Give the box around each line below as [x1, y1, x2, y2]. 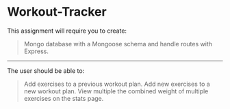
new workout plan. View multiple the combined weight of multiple [23, 87, 209, 95]
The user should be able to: [7, 66, 85, 75]
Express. [23, 47, 49, 55]
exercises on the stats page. [23, 94, 104, 102]
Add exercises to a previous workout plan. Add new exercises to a [23, 80, 210, 88]
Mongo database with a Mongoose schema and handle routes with [23, 40, 213, 48]
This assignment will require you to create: [7, 27, 127, 35]
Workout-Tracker [7, 4, 107, 20]
